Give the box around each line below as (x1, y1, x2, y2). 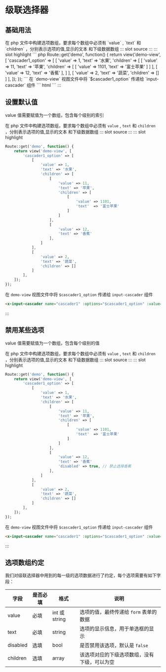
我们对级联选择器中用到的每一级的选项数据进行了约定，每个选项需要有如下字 (5, 573, 161, 578)
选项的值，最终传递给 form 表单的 (80, 609, 157, 616)
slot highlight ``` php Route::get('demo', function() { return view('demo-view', (5, 51, 161, 57)
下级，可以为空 (80, 659, 115, 666)
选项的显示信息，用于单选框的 (80, 625, 149, 632)
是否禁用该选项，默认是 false (80, 642, 148, 649)
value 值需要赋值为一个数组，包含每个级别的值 (5, 340, 100, 346)
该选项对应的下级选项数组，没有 (80, 651, 154, 658)
